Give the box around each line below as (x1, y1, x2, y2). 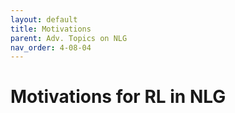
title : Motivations (10, 24, 92, 34)
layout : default (10, 14, 78, 25)
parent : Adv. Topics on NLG (10, 33, 128, 43)
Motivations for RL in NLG (10, 86, 227, 108)
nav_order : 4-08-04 (10, 42, 92, 53)
